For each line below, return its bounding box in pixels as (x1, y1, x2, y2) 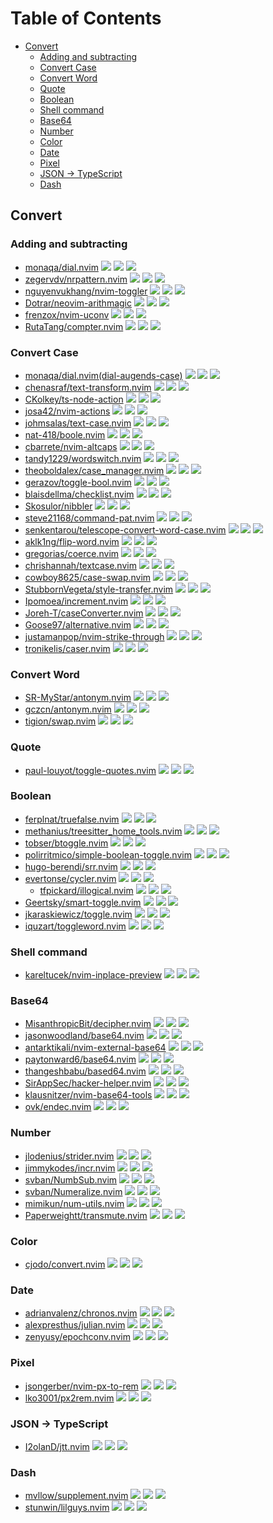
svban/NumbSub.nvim (24, 1173, 118, 1186)
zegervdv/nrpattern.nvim (24, 273, 128, 285)
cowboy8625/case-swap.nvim (24, 571, 152, 583)
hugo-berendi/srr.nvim (24, 860, 118, 872)
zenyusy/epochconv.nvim (24, 1331, 131, 1343)
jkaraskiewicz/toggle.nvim (24, 908, 133, 920)
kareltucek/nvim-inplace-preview (24, 969, 163, 981)
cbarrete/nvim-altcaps (24, 440, 118, 452)
